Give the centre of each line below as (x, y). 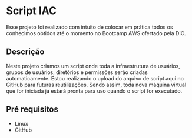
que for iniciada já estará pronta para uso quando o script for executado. (94, 91)
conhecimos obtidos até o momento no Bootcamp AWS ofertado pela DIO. (96, 33)
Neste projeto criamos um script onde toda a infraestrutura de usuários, (93, 66)
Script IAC (32, 11)
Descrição (25, 52)
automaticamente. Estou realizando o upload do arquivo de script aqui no (95, 78)
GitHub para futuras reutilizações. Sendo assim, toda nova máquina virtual (96, 85)
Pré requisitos (32, 110)
